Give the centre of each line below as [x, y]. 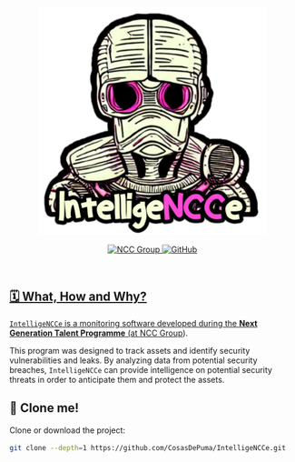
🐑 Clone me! [44, 408]
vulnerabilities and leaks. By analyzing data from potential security [133, 360]
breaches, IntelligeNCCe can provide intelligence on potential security [141, 369]
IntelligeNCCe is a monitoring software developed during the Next [133, 323]
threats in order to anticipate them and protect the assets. [117, 379]
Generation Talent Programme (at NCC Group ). [99, 333]
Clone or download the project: [67, 430]
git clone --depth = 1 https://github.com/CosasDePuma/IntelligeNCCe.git [147, 447]
